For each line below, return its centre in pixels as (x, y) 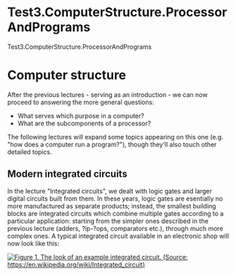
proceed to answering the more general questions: (81, 102)
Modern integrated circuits (68, 174)
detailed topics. (30, 151)
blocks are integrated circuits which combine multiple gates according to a (116, 213)
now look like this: (33, 243)
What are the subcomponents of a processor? (84, 123)
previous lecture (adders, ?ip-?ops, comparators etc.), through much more (115, 228)
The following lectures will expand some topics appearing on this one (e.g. (116, 137)
